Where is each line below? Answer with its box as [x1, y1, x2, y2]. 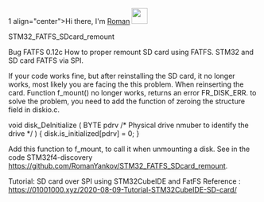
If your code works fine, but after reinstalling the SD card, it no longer [8, 72, 236, 80]
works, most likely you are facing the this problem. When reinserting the [8, 80, 244, 89]
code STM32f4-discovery [8, 153, 93, 162]
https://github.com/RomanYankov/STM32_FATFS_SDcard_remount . [8, 161, 228, 170]
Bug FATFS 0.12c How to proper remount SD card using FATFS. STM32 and [8, 48, 254, 56]
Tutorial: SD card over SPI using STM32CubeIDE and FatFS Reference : [8, 177, 241, 186]
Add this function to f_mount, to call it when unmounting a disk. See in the [8, 144, 250, 153]
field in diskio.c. [8, 105, 60, 115]
